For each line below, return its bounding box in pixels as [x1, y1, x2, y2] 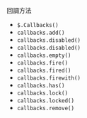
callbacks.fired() [16, 67, 71, 74]
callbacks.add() [16, 29, 65, 36]
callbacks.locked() [16, 97, 75, 104]
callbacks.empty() [16, 52, 71, 59]
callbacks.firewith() [16, 75, 81, 82]
